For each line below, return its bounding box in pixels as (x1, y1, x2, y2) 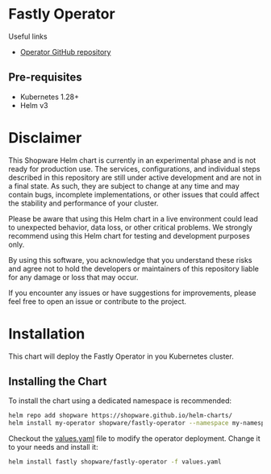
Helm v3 (19, 100, 48, 110)
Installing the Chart (8, 375, 107, 389)
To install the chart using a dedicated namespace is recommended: (8, 396, 232, 405)
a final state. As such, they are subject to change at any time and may (8, 181, 240, 190)
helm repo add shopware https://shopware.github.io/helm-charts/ (8, 412, 232, 420)
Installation (8, 324, 85, 343)
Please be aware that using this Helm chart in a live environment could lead (8, 214, 258, 223)
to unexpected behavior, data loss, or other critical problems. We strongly (8, 222, 252, 232)
